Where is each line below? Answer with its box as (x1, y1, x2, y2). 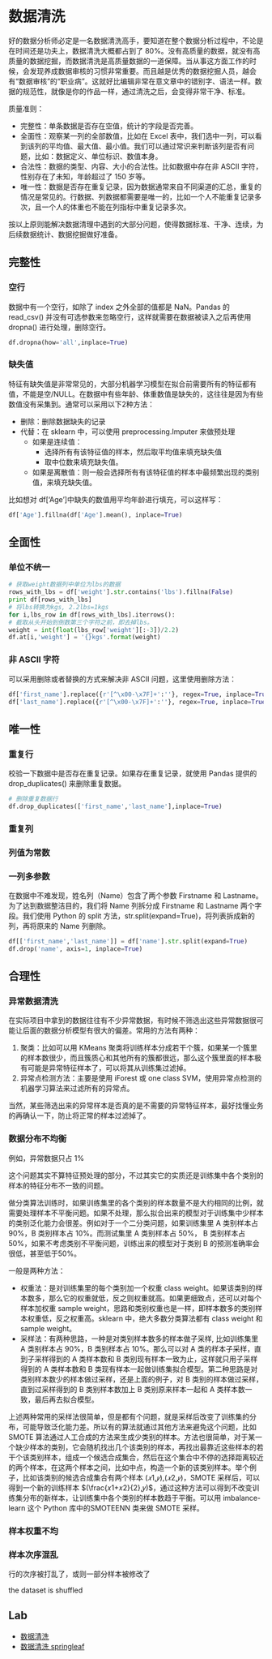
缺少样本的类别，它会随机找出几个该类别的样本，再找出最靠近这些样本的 (15, 1442, 257, 1452)
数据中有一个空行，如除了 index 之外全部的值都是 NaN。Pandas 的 (8, 302, 231, 312)
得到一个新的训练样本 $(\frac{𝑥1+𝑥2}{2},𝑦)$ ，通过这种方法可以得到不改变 (8, 1482, 253, 1493)
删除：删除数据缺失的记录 (19, 416, 106, 426)
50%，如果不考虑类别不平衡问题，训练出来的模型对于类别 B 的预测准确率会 (8, 1238, 260, 1248)
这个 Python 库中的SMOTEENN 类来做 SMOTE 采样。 (27, 1502, 204, 1513)
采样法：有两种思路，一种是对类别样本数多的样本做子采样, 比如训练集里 (19, 1334, 259, 1343)
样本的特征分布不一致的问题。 (8, 1180, 108, 1190)
